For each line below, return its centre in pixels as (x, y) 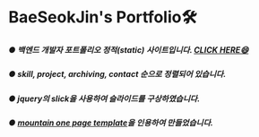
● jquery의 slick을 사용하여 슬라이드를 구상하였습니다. (104, 98)
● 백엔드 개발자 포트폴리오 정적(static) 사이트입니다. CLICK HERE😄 (129, 49)
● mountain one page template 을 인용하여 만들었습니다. (111, 123)
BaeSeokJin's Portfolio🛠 (103, 17)
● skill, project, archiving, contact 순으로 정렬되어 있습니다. (117, 74)
